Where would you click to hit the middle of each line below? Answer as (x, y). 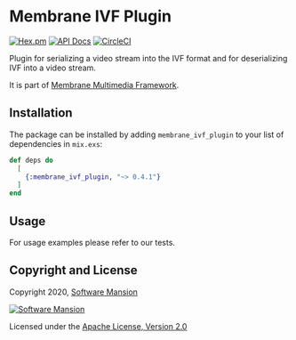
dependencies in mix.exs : (56, 143)
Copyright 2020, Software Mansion (73, 292)
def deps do (31, 160)
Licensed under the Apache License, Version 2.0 (98, 326)
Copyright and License (73, 270)
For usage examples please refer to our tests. (92, 242)
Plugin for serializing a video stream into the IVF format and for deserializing (148, 58)
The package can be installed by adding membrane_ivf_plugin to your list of (147, 134)
